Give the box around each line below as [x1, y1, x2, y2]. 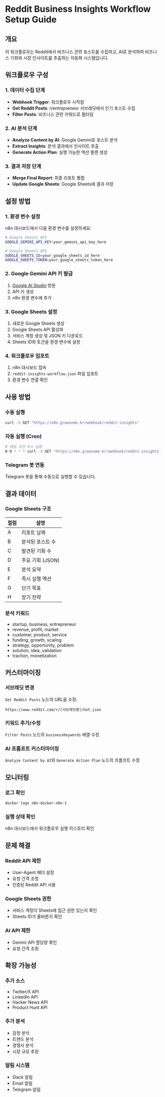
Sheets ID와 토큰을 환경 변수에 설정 [12, 339, 81, 345]
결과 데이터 [5, 489, 37, 498]
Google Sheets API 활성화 [12, 327, 64, 332]
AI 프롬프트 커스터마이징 [5, 745, 59, 752]
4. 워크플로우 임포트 [5, 352, 50, 359]
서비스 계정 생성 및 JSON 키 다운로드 [12, 332, 83, 338]
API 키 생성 [12, 289, 34, 294]
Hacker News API [12, 999, 48, 1005]
